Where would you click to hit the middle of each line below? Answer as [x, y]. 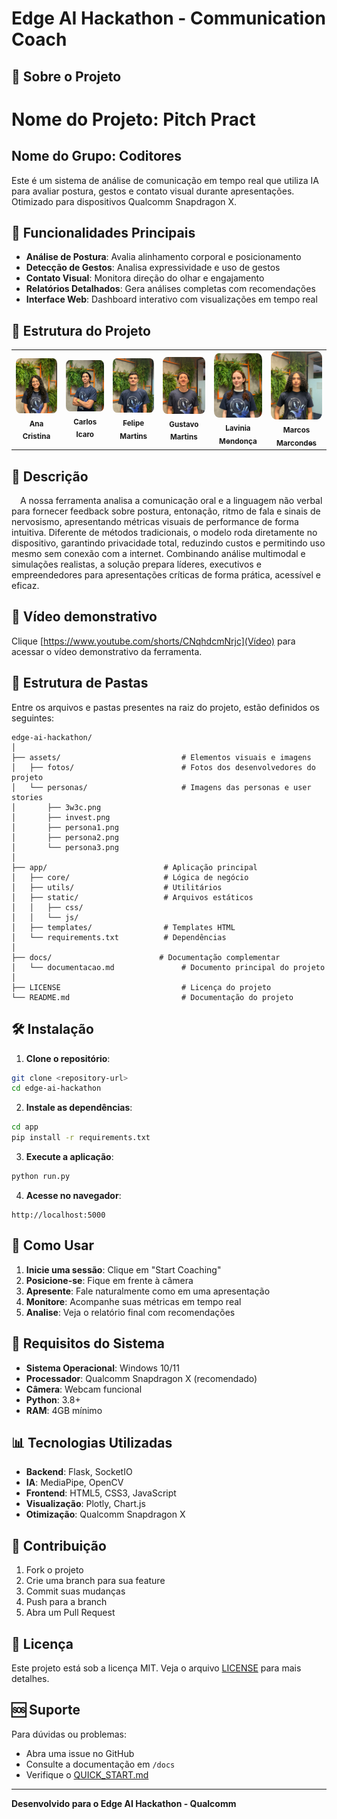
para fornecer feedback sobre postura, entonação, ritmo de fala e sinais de [166, 511]
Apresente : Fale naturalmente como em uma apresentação [148, 1291]
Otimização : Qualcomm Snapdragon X [105, 1514]
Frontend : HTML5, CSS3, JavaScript [101, 1493]
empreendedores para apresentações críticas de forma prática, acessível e [166, 575]
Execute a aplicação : [69, 1156]
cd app [25, 1127]
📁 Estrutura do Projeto [81, 330]
